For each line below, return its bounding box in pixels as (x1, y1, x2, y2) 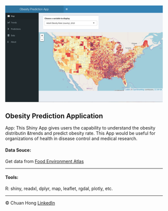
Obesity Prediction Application (5, 111, 103, 120)
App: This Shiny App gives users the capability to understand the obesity (5, 125, 156, 131)
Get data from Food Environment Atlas (5, 158, 84, 164)
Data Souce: (5, 147, 31, 153)
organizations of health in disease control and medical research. (5, 135, 137, 141)
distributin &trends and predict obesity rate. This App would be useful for (5, 130, 156, 136)
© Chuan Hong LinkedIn (5, 199, 55, 205)
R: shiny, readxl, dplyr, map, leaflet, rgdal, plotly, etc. (5, 185, 113, 191)
